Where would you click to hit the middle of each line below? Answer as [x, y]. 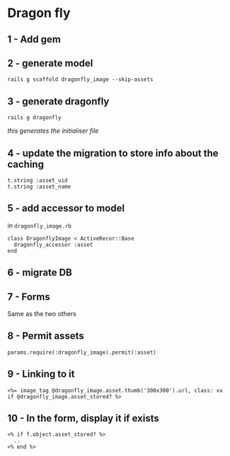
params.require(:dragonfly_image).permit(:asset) [82, 352]
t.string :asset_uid [38, 181]
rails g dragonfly [34, 118]
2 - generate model [50, 63]
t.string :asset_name [39, 187]
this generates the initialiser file [53, 131]
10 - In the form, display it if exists [83, 419]
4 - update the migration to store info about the [113, 153]
